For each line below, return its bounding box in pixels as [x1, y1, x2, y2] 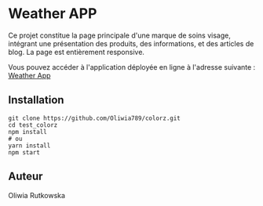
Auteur [8, 170, 43, 183]
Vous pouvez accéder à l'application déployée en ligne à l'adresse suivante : [8, 62, 256, 71]
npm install [8, 128, 47, 136]
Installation [8, 93, 64, 107]
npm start [8, 148, 41, 157]
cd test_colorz [8, 121, 58, 129]
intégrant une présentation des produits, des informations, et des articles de [8, 38, 254, 48]
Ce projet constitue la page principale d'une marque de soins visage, [8, 31, 232, 40]
